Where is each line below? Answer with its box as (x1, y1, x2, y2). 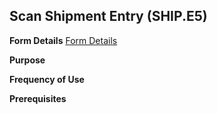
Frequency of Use (9, 73, 85, 85)
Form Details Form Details (9, 34, 118, 46)
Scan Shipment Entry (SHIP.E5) (9, 8, 208, 25)
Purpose (9, 54, 46, 66)
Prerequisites (9, 92, 67, 104)
